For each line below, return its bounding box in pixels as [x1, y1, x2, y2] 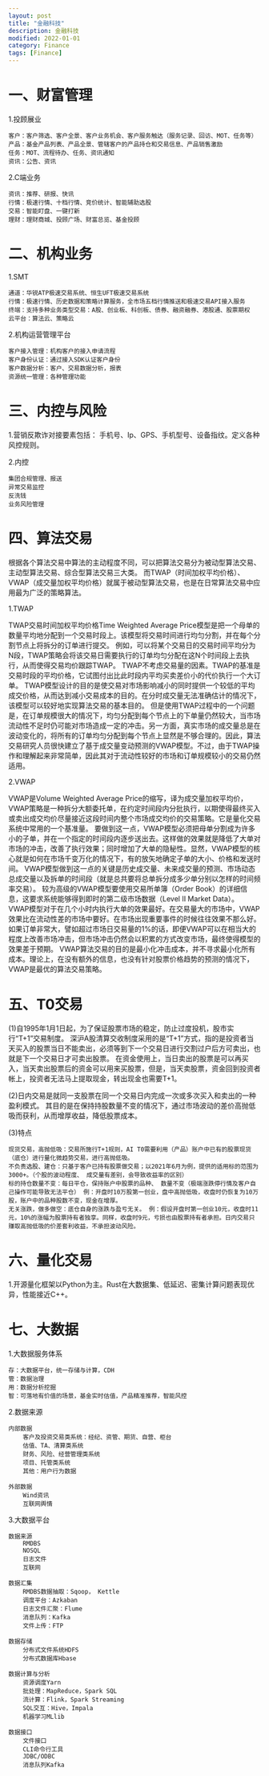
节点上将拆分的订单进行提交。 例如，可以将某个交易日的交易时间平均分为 [14, 640, 256, 650]
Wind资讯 [22, 1491, 50, 1499]
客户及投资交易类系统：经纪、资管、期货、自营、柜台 [22, 1433, 172, 1441]
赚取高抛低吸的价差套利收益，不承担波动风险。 [8, 1222, 140, 1230]
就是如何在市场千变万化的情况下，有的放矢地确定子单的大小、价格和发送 [14, 853, 254, 864]
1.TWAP [8, 603, 34, 613]
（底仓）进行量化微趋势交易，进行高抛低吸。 [8, 1153, 134, 1162]
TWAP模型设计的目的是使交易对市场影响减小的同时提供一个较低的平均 [23, 680, 255, 690]
